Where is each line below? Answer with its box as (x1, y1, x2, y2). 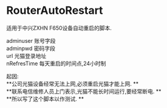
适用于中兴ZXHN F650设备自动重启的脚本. (6, 24, 112, 31)
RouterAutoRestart (6, 4, 103, 17)
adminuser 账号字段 (6, 37, 56, 44)
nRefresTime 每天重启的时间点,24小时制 (6, 60, 106, 67)
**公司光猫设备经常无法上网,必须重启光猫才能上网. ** (6, 80, 139, 87)
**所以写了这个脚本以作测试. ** (6, 95, 84, 103)
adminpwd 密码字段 (6, 45, 56, 52)
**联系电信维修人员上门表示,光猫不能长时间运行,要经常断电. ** (6, 87, 162, 95)
